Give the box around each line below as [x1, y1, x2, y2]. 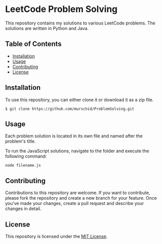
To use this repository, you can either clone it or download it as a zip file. [5, 96, 154, 103]
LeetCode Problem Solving [5, 3, 118, 15]
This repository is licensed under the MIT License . [5, 234, 108, 239]
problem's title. [5, 138, 36, 144]
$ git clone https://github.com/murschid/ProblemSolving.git [5, 106, 135, 111]
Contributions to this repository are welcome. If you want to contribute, [5, 190, 151, 196]
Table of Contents [5, 40, 62, 48]
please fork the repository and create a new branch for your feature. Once [5, 195, 157, 201]
